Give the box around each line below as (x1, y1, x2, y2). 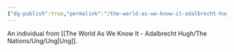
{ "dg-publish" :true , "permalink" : (7, 10, 104, 17)
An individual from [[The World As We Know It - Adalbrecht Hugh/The (7, 29, 208, 37)
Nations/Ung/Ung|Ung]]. (7, 36, 78, 45)
